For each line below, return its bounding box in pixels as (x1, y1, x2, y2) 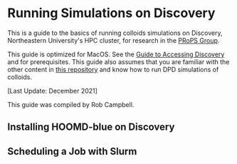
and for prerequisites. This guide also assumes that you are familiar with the (7, 57, 230, 66)
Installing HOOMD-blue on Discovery (7, 121, 175, 133)
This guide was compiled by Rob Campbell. (7, 100, 135, 108)
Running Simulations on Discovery (7, 5, 216, 21)
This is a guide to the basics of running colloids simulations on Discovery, (7, 29, 223, 37)
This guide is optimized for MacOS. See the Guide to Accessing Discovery (7, 50, 225, 58)
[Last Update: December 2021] (7, 86, 98, 95)
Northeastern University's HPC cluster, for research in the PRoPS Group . (7, 36, 220, 44)
